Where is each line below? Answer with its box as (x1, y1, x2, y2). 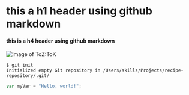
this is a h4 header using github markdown (6, 37, 115, 44)
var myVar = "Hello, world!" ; (6, 83, 82, 90)
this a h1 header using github (6, 4, 153, 18)
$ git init (6, 62, 34, 69)
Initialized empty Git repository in (6, 67, 101, 73)
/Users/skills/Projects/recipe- (103, 67, 184, 73)
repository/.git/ (6, 73, 50, 79)
